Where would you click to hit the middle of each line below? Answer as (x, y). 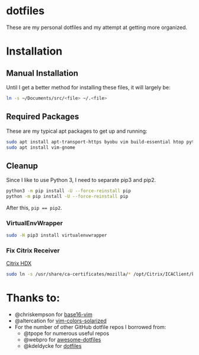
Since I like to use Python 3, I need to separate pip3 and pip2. (81, 180)
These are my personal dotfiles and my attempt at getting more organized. (97, 27)
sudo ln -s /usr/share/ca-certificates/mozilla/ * (69, 274)
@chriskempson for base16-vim (54, 315)
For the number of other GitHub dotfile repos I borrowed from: (90, 327)
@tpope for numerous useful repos (66, 334)
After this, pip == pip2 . (34, 207)
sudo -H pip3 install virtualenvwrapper (57, 235)
